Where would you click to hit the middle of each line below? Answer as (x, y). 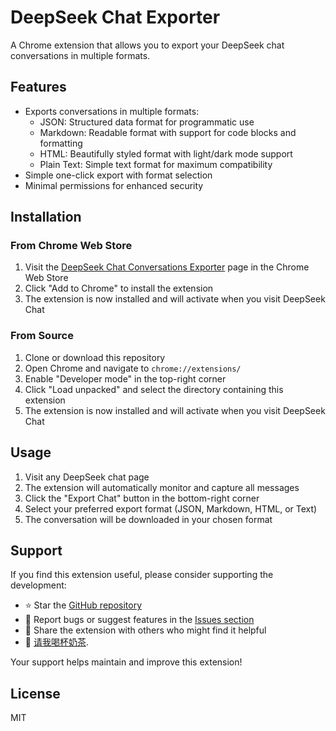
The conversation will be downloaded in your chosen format (148, 519)
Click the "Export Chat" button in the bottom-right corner (142, 498)
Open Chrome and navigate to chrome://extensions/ (133, 368)
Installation (46, 217)
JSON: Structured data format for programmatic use (147, 122)
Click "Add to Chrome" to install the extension (119, 288)
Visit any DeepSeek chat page (87, 477)
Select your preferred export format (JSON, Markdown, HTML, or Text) (171, 508)
